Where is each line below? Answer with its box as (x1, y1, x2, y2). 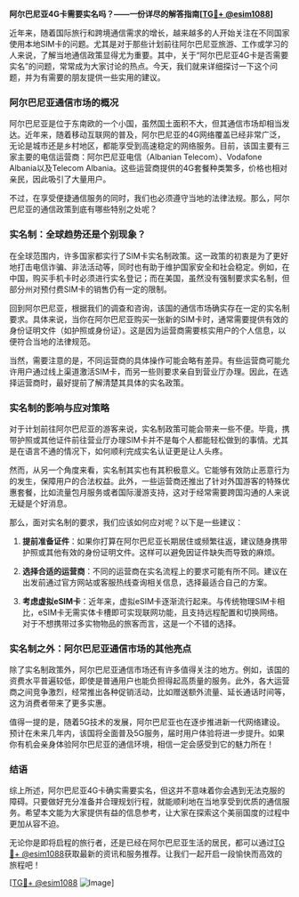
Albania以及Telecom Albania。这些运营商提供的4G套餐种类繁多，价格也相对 (9, 163, 288, 174)
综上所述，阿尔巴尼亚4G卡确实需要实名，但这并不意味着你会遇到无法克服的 (9, 785, 286, 796)
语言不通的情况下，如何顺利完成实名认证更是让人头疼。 (24, 445, 228, 457)
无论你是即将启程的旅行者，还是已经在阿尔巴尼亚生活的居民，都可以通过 (9, 837, 274, 848)
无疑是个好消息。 (9, 497, 72, 508)
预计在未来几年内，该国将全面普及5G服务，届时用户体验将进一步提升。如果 (9, 728, 285, 739)
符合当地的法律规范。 (16, 335, 95, 346)
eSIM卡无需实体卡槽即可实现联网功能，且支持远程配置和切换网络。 (37, 607, 283, 618)
